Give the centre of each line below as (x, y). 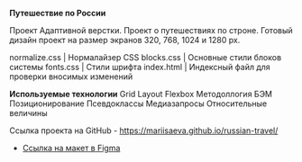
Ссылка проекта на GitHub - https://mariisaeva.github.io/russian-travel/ (144, 130)
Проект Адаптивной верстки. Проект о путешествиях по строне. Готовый (151, 30)
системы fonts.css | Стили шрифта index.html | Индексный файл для (140, 67)
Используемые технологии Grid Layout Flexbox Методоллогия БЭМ (141, 94)
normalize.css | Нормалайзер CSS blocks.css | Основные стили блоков (146, 57)
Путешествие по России (58, 13)
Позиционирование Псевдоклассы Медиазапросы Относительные (138, 103)
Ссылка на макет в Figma (71, 148)
